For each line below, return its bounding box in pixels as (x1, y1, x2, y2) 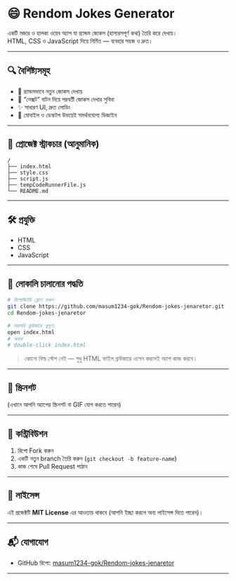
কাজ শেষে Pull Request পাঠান (17, 462, 88, 470)
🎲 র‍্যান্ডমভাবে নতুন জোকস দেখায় (17, 87, 83, 95)
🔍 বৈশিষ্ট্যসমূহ (7, 65, 51, 77)
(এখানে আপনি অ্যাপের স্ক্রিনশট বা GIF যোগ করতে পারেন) (7, 401, 122, 409)
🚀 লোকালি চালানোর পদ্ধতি (7, 278, 84, 290)
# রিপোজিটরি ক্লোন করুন (7, 297, 54, 304)
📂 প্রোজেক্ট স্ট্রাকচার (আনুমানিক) (7, 138, 100, 150)
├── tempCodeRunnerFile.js (7, 181, 86, 188)
